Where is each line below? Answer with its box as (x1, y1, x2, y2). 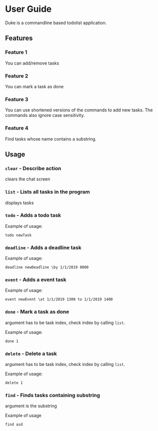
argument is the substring (5, 403, 57, 409)
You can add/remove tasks (5, 60, 59, 66)
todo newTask (5, 233, 32, 238)
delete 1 (5, 380, 23, 385)
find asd (5, 422, 23, 427)
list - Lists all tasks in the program (5, 188, 90, 195)
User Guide (5, 3, 52, 15)
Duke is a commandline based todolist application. (5, 20, 107, 26)
